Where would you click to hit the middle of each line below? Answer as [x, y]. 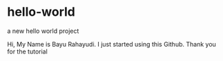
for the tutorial [28, 51]
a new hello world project [43, 31]
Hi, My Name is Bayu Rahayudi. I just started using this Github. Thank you [111, 44]
